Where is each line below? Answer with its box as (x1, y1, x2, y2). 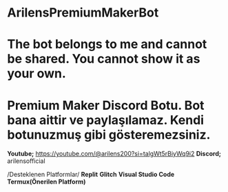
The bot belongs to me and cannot (7, 37, 207, 52)
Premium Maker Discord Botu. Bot (7, 97, 205, 113)
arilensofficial (7, 157, 46, 165)
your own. (7, 66, 67, 81)
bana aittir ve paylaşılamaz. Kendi (7, 112, 205, 128)
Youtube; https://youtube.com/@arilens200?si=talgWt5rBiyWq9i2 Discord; (7, 150, 222, 158)
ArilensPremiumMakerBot (7, 5, 159, 21)
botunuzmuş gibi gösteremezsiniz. (7, 126, 211, 142)
